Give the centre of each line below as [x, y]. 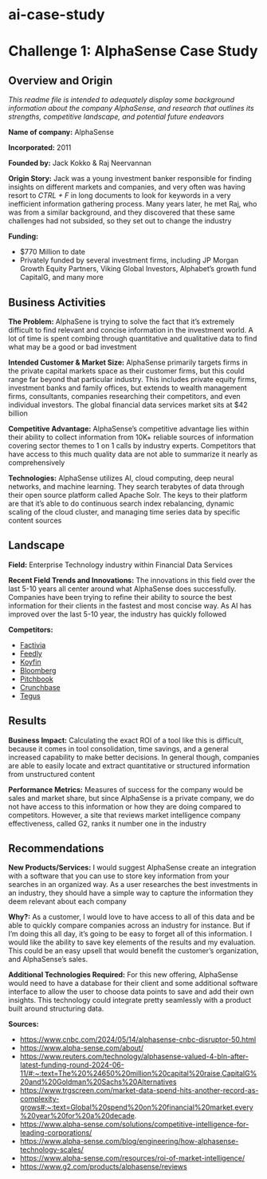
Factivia [33, 645]
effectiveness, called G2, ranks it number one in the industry [108, 823]
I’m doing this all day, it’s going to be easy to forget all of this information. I [130, 934]
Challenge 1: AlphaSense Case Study [133, 51]
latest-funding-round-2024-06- [72, 1065]
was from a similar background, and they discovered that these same [122, 212]
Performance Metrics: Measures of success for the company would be [126, 789]
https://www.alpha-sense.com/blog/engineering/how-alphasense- [129, 1142]
